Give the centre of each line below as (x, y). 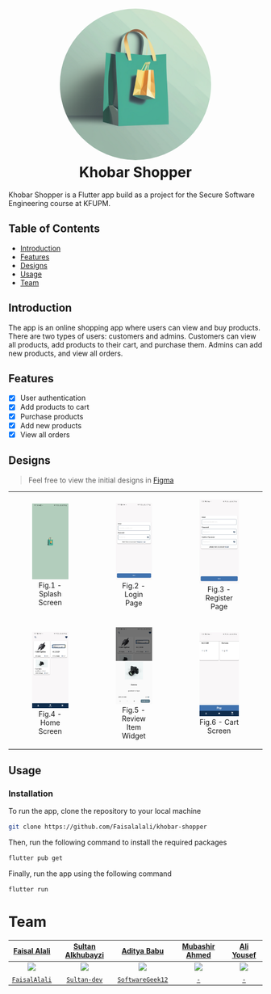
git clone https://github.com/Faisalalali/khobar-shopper (108, 827)
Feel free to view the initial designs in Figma (101, 480)
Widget (134, 736)
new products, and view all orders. (66, 353)
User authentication (53, 398)
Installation (31, 794)
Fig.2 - (134, 586)
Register (219, 597)
